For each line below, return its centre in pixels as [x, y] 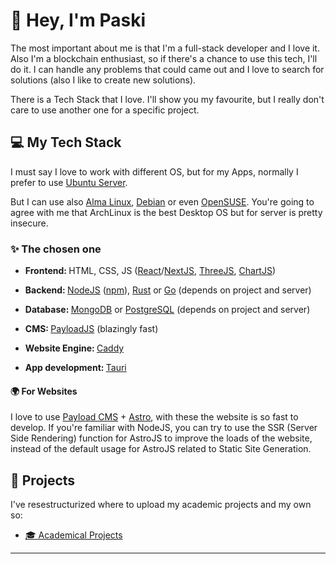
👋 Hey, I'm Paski [78, 20]
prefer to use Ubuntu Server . [69, 182]
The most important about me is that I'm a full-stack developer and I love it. [165, 48]
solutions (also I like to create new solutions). [103, 80]
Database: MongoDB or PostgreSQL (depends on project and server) [167, 310]
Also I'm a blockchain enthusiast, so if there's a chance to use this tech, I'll [164, 58]
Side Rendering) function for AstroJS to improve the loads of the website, [161, 438]
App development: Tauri [75, 368]
